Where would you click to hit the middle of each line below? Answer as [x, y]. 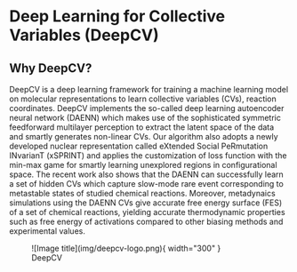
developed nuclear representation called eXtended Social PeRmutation [139, 146]
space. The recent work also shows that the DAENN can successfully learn [147, 174]
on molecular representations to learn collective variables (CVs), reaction [143, 99]
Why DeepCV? [51, 68]
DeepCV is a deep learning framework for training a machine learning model [149, 89]
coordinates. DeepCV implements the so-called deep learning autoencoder [147, 108]
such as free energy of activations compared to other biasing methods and [146, 221]
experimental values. [48, 231]
